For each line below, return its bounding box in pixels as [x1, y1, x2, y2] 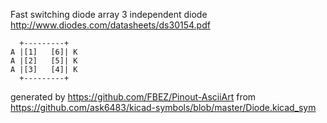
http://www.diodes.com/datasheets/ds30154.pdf [10, 19, 211, 31]
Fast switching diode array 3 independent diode [10, 9, 208, 20]
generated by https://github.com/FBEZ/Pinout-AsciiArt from [10, 91, 257, 103]
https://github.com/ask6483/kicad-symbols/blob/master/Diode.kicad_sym [10, 102, 317, 113]
